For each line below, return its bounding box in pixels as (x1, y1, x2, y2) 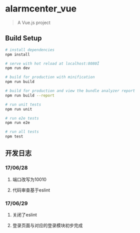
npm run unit (5, 106, 32, 111)
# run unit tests (5, 102, 41, 107)
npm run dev (5, 65, 30, 70)
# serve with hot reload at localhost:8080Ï (5, 61, 99, 66)
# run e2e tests (5, 115, 39, 120)
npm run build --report (5, 93, 55, 98)
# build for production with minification (5, 74, 95, 80)
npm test (5, 134, 23, 139)
